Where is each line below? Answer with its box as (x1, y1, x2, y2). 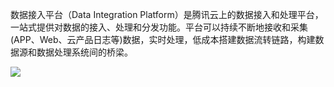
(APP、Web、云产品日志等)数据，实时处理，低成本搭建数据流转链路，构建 (10, 34, 316, 45)
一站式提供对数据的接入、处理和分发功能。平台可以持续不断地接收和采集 (10, 21, 308, 33)
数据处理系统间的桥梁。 (36, 46, 133, 58)
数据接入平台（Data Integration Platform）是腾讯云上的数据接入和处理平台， (10, 9, 324, 20)
